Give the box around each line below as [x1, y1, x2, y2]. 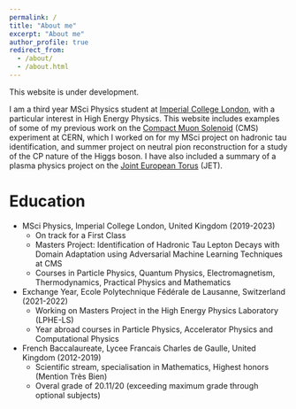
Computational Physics [34, 333, 119, 343]
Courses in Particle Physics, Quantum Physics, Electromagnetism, [34, 267, 276, 278]
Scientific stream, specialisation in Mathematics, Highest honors [34, 361, 269, 372]
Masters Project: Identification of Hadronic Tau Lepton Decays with [34, 239, 280, 250]
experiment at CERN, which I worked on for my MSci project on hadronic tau [9, 132, 287, 143]
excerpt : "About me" [9, 29, 86, 38]
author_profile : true [9, 37, 89, 47]
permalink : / [9, 12, 57, 22]
